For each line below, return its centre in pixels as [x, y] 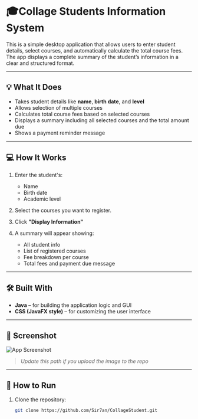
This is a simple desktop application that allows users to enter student [91, 44]
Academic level [42, 199]
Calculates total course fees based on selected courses [82, 114]
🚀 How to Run [31, 385]
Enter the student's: [39, 175]
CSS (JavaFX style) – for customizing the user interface [83, 312]
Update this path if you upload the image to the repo [84, 361]
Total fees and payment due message [69, 263]
